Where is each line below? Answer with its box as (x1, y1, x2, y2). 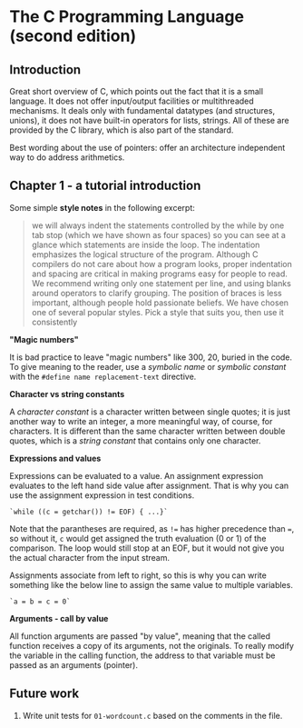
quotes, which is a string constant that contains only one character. (9, 434, 261, 446)
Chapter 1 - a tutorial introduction (9, 178, 201, 194)
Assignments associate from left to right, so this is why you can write (9, 570, 268, 581)
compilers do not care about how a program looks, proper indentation (31, 258, 292, 269)
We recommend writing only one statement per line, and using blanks (31, 277, 292, 288)
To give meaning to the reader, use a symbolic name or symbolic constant (9, 361, 287, 372)
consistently (31, 316, 78, 327)
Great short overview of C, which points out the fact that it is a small (9, 86, 264, 96)
